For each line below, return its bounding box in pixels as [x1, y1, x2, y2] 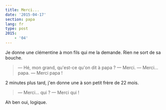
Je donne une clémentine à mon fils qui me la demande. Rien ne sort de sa [5, 49, 161, 56]
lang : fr [5, 21, 24, 27]
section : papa [5, 17, 35, 22]
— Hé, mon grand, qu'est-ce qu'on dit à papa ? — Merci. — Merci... [17, 64, 158, 71]
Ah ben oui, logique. [5, 99, 47, 105]
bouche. [5, 54, 23, 61]
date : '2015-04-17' [5, 12, 47, 17]
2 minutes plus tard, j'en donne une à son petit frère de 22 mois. [5, 79, 139, 86]
